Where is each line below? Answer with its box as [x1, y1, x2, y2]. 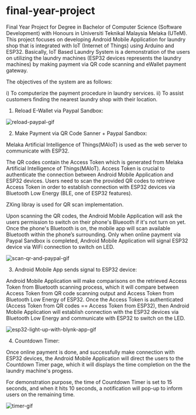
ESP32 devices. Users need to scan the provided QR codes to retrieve [6, 177, 176, 184]
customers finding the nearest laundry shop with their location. [6, 95, 158, 103]
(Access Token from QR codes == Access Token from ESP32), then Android [6, 302, 190, 309]
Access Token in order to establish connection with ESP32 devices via [6, 183, 176, 191]
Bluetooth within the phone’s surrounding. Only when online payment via [6, 231, 181, 238]
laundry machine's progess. [6, 367, 73, 374]
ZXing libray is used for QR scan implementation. [6, 200, 124, 208]
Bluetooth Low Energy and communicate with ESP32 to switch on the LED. [6, 314, 185, 321]
